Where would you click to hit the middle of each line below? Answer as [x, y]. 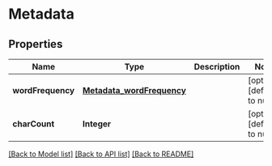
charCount [34, 124]
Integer [97, 124]
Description [217, 67]
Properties [36, 44]
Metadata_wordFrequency [134, 90]
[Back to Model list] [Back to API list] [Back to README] [101, 154]
